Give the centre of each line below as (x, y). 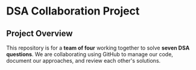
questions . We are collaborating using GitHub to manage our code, (90, 54)
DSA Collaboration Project (73, 11)
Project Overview (40, 33)
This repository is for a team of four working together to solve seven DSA (98, 48)
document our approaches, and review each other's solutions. (84, 61)
